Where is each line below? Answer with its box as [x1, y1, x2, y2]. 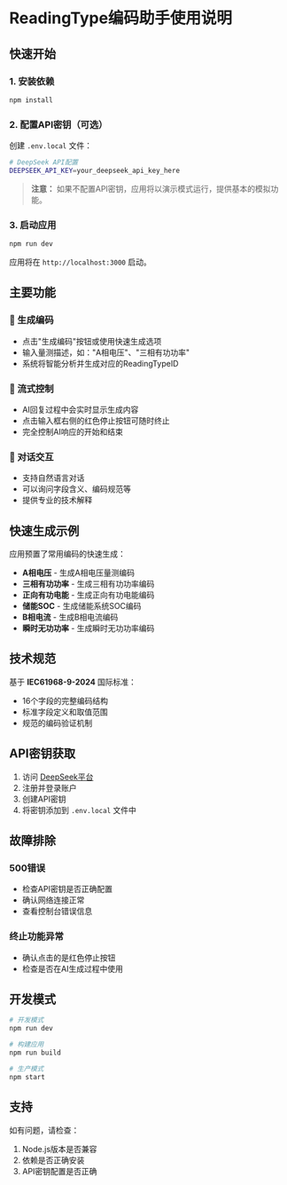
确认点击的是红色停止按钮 [21, 952, 116, 963]
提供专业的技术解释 [21, 494, 93, 506]
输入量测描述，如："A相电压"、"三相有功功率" [21, 347, 190, 358]
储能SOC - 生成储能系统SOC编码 [21, 601, 142, 612]
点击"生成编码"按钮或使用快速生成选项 [21, 336, 162, 346]
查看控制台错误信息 [21, 906, 93, 917]
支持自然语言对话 [21, 472, 85, 484]
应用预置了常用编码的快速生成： [9, 549, 126, 559]
